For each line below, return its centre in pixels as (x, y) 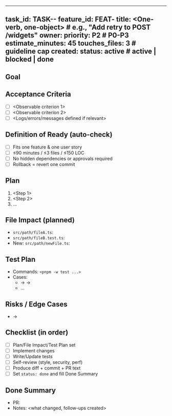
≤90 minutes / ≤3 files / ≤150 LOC (48, 153)
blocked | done (30, 59)
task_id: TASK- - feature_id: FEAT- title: (68, 19)
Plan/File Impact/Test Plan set (44, 345)
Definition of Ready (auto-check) (59, 134)
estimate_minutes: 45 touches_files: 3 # (71, 43)
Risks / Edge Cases (36, 304)
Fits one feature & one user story (47, 147)
